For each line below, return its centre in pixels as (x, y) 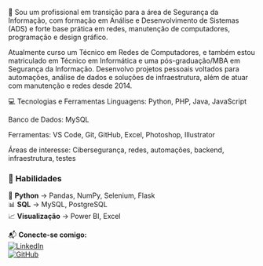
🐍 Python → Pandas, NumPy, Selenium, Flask (82, 195)
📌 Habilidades (35, 178)
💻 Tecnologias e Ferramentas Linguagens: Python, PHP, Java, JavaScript (128, 101)
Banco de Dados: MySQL (49, 119)
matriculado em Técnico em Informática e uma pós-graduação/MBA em (124, 60)
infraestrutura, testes (42, 158)
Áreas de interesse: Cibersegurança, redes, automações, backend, (116, 150)
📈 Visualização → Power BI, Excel (64, 217)
